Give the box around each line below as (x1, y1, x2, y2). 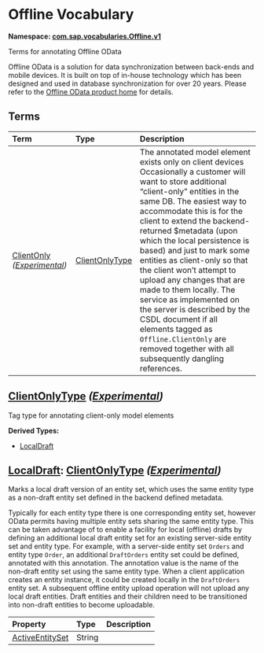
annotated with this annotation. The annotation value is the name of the (8, 559, 239, 568)
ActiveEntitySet (12, 632, 69, 643)
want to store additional (140, 175, 227, 186)
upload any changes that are (140, 274, 245, 285)
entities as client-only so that (140, 254, 248, 265)
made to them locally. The (140, 284, 236, 295)
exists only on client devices (140, 156, 244, 167)
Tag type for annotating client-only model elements (8, 411, 174, 420)
